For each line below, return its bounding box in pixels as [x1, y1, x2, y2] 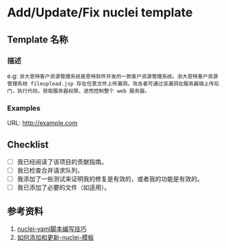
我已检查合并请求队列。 [16, 166, 84, 175]
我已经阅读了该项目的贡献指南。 [16, 157, 108, 165]
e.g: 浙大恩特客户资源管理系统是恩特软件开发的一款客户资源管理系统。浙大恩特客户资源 [7, 72, 218, 80]
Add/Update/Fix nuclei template [7, 5, 193, 20]
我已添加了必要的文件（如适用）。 [16, 183, 111, 192]
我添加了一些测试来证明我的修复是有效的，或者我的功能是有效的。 [16, 175, 203, 183]
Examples [7, 103, 41, 113]
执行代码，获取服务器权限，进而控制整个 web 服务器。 [16, 87, 151, 94]
